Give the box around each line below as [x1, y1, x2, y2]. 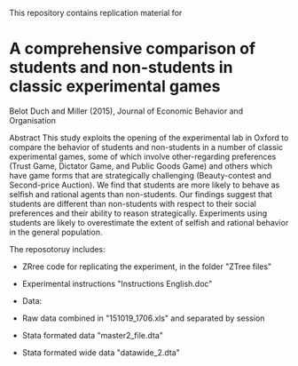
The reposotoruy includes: [9, 243, 106, 254]
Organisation [9, 115, 56, 125]
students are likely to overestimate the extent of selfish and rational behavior [9, 217, 289, 227]
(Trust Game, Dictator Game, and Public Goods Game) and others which [9, 160, 273, 171]
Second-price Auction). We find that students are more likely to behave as [9, 179, 280, 190]
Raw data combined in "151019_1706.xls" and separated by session [21, 313, 265, 323]
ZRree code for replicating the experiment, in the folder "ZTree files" [21, 261, 272, 272]
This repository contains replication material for [9, 8, 183, 18]
